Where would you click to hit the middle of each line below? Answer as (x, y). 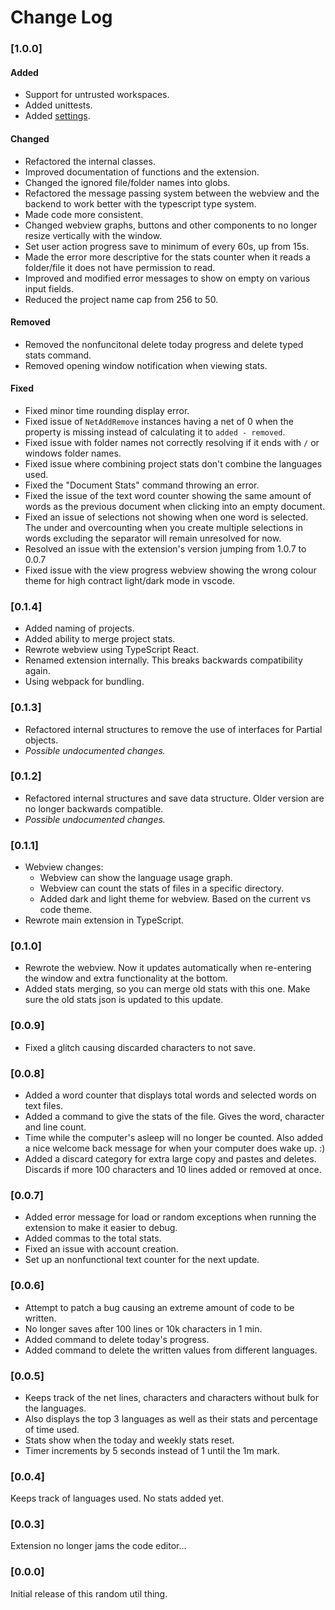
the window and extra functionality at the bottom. (126, 978)
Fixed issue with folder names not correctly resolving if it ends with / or (172, 442)
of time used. (52, 1429)
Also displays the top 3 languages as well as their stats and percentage (171, 1418)
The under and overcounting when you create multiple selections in (163, 527)
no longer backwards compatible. (94, 808)
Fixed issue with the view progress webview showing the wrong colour (170, 570)
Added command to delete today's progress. (117, 1339)
